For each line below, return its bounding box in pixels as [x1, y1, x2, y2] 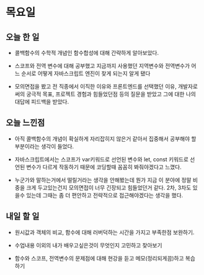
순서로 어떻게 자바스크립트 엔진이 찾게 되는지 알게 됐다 [21, 70, 151, 77]
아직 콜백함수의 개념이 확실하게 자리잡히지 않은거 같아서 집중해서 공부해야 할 [14, 135, 197, 142]
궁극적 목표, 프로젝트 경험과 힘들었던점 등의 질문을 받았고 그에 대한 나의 [26, 90, 197, 98]
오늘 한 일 [6, 32, 40, 42]
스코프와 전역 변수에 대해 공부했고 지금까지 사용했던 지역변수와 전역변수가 [14, 62, 191, 69]
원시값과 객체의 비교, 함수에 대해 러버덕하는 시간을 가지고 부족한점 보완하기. [14, 229, 195, 236]
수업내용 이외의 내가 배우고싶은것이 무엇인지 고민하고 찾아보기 [14, 241, 163, 249]
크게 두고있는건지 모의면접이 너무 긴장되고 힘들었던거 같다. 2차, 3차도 [26, 184, 191, 191]
